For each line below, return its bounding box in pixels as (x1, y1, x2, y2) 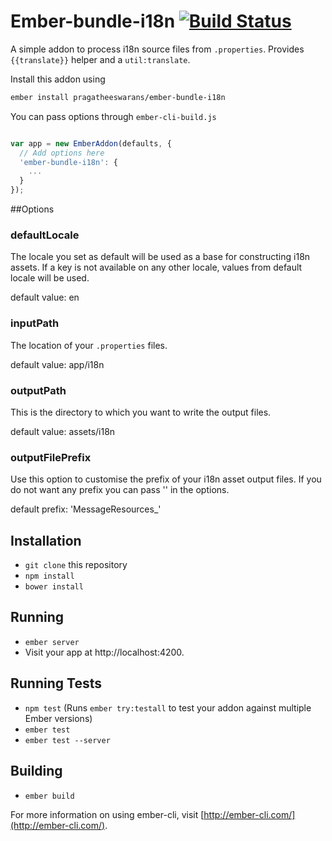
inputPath (10, 316, 60, 330)
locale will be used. (10, 272, 90, 284)
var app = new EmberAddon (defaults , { (10, 138, 172, 149)
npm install (24, 571, 75, 582)
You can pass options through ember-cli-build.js (10, 110, 217, 122)
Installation (10, 532, 82, 549)
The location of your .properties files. (10, 339, 168, 351)
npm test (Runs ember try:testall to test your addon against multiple (24, 701, 312, 714)
